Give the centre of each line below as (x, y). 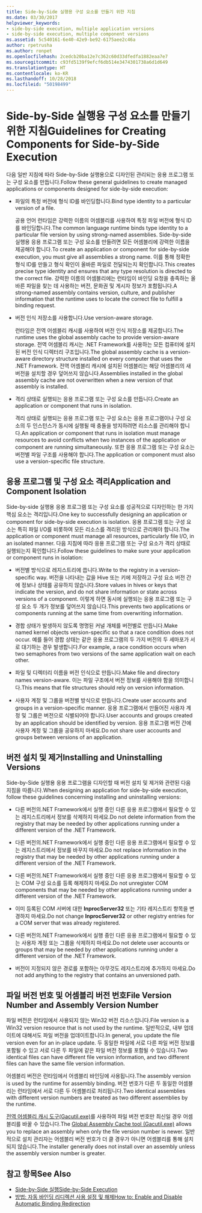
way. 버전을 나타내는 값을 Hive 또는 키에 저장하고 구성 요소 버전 (110, 577)
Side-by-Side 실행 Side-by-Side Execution (66, 1190)
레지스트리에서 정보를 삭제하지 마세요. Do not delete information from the (108, 817)
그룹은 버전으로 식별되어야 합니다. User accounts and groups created (110, 715)
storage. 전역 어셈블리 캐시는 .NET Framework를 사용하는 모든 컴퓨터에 (99, 344)
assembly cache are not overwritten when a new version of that (94, 380)
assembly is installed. (41, 386)
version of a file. (35, 207)
